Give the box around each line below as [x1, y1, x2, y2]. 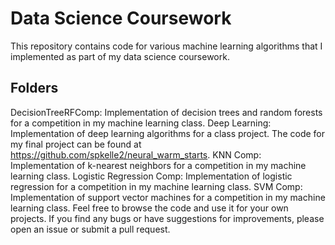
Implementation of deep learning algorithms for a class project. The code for [10, 127, 325, 139]
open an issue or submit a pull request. [10, 223, 171, 235]
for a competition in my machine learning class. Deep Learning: [10, 117, 272, 129]
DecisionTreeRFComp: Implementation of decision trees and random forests [10, 106, 323, 118]
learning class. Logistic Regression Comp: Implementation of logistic [10, 170, 293, 182]
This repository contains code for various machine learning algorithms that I [10, 40, 323, 52]
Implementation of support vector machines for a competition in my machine [10, 191, 326, 203]
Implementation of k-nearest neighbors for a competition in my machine [10, 159, 307, 171]
